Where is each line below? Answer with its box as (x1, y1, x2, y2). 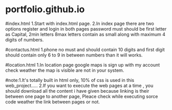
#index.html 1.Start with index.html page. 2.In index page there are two (5, 20, 155, 26)
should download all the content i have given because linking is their (5, 88, 149, 94)
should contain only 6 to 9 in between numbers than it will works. (5, 52, 143, 58)
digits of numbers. (5, 37, 44, 43)
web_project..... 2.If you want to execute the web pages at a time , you (5, 82, 154, 89)
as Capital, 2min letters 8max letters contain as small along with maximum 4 (5, 31, 165, 37)
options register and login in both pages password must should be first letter (5, 25, 167, 32)
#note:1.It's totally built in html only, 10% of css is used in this (5, 77, 135, 83)
